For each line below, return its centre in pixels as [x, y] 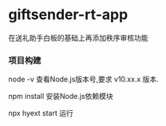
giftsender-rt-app [68, 15]
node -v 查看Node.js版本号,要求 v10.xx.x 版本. [84, 79]
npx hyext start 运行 [41, 113]
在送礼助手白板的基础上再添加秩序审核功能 [78, 37]
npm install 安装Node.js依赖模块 [61, 96]
